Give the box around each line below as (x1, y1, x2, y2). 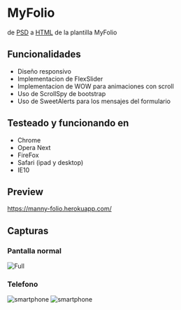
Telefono (7, 279, 38, 289)
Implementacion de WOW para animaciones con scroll (17, 82, 175, 90)
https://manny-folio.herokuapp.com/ (7, 205, 112, 213)
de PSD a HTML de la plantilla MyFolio (7, 28, 117, 36)
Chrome (17, 135, 41, 144)
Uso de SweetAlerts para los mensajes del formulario (17, 97, 171, 105)
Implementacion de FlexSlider (17, 74, 103, 83)
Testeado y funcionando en (7, 117, 129, 129)
